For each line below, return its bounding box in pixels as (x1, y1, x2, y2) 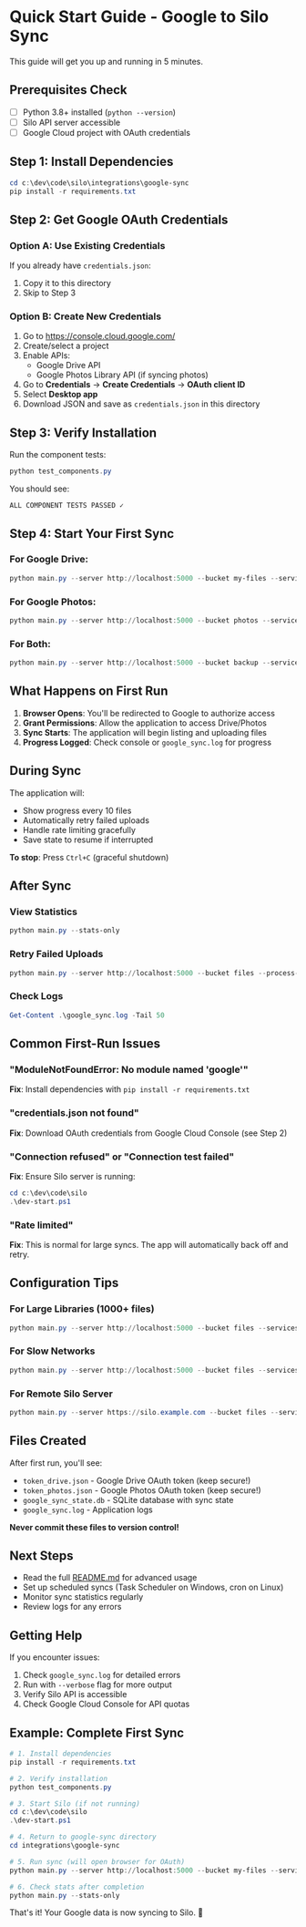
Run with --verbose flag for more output (22, 1679, 173, 1690)
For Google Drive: (9, 553, 89, 566)
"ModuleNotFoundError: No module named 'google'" (9, 1063, 249, 1076)
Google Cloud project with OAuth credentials (22, 127, 191, 138)
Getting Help (9, 1627, 83, 1643)
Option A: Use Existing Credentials (9, 239, 166, 252)
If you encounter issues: (9, 1652, 100, 1663)
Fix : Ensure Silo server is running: (9, 1170, 136, 1181)
